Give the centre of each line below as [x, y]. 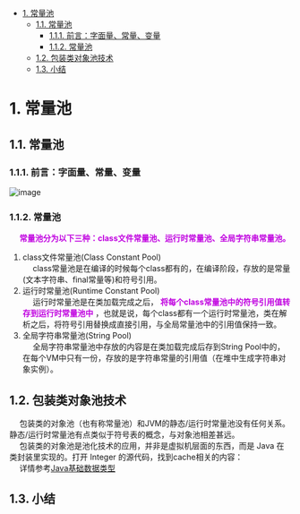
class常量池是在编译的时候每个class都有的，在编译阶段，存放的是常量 [162, 269]
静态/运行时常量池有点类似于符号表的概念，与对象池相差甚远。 [124, 434]
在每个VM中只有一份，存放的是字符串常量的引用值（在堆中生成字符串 [150, 358]
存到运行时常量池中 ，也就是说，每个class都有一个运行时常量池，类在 [150, 313]
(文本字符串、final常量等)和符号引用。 [92, 279]
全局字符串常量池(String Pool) [77, 336]
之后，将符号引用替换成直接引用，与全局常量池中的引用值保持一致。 [156, 324]
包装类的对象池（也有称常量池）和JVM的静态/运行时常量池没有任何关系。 [155, 423]
